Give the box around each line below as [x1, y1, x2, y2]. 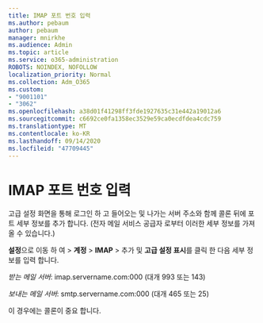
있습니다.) [25, 229, 55, 238]
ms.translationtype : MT [8, 122, 87, 130]
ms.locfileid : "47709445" [8, 144, 93, 152]
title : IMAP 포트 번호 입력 [8, 11, 91, 20]
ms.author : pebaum [8, 19, 69, 27]
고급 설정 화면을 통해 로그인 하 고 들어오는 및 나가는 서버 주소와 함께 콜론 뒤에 [8, 209, 247, 218]
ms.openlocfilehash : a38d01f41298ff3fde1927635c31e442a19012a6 [8, 108, 222, 116]
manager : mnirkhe [8, 33, 66, 42]
